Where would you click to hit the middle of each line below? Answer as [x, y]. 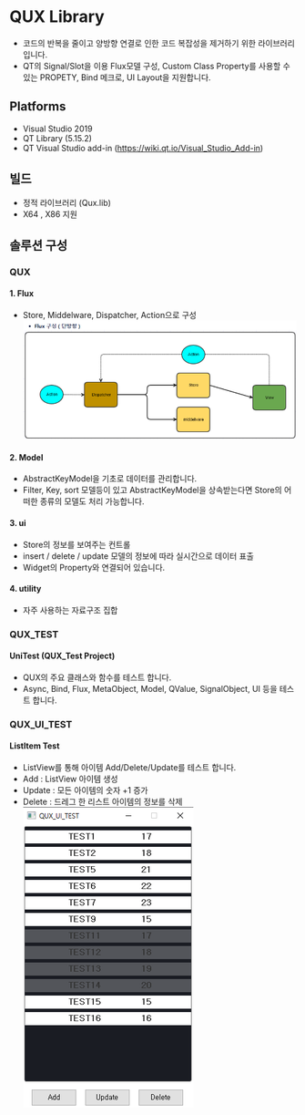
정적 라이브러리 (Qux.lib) [67, 202]
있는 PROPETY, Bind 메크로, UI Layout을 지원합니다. [117, 77]
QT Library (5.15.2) [57, 138]
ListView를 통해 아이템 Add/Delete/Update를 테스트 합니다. [129, 767]
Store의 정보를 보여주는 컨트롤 [76, 544]
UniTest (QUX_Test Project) [62, 656]
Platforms [38, 107]
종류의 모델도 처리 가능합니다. [92, 501]
